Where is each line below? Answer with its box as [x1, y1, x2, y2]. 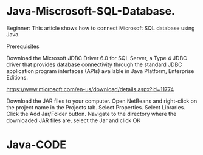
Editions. [6, 74, 29, 81]
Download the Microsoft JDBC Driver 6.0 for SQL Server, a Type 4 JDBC [6, 54, 187, 61]
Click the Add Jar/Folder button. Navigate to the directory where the [6, 110, 177, 117]
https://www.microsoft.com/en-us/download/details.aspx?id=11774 [6, 85, 174, 92]
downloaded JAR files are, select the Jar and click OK [6, 117, 141, 124]
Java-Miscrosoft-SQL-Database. [6, 4, 175, 18]
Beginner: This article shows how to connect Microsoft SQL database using [6, 24, 195, 32]
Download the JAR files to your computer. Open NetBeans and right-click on [6, 97, 198, 105]
